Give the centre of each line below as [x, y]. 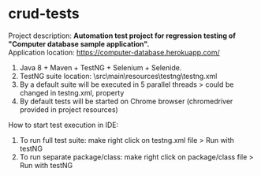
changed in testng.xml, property [72, 92]
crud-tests [44, 14]
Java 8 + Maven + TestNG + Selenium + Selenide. [101, 67]
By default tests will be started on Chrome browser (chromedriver [126, 101]
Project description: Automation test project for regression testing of [122, 36]
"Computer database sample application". [79, 43]
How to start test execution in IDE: [63, 125]
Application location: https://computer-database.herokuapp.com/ [114, 52]
